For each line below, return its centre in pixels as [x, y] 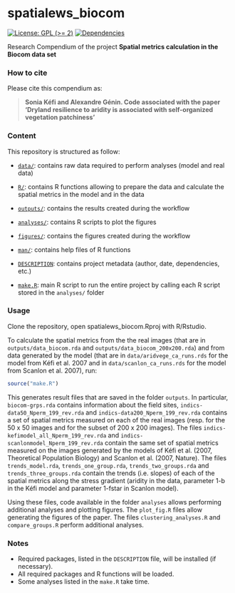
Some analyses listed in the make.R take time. [83, 582]
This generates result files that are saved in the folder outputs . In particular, [118, 397]
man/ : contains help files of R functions [74, 249]
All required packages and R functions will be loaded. [96, 574]
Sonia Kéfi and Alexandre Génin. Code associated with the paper [122, 102]
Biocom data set [32, 54]
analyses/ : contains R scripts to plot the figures [87, 222]
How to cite [27, 73]
